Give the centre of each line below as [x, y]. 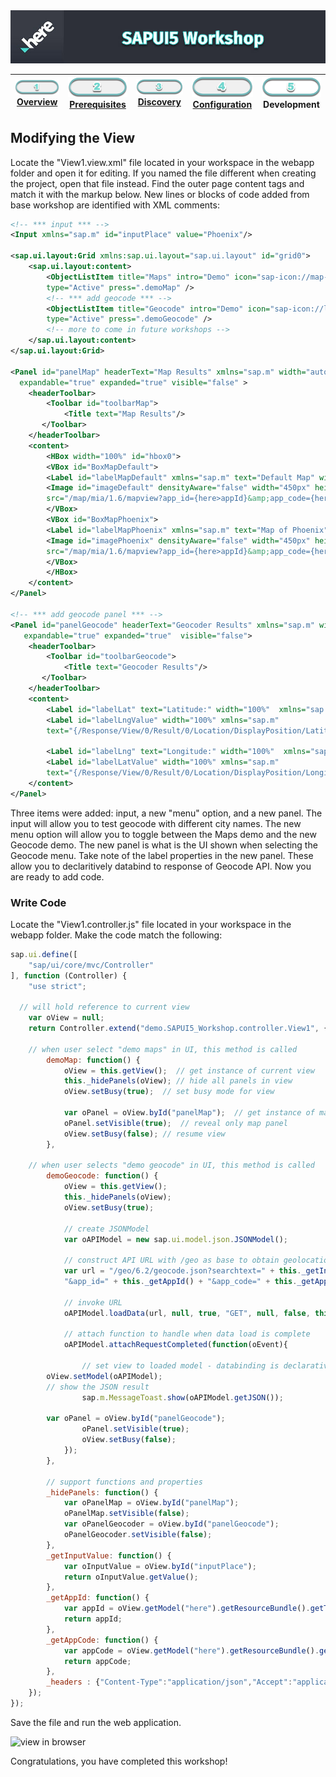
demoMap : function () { [93, 1060]
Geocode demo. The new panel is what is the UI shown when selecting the [164, 845]
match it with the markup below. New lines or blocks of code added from [160, 194]
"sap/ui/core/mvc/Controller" [91, 965]
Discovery [159, 102]
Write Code [38, 902]
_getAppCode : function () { [102, 1640]
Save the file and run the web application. [96, 1722]
